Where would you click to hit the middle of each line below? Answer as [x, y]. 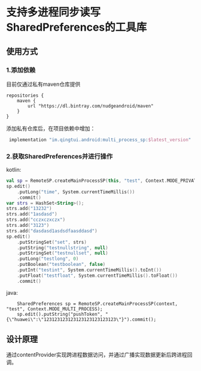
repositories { [25, 95]
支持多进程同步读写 [54, 12]
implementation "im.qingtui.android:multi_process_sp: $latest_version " [100, 140]
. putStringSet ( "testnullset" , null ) [63, 253]
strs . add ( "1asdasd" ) [32, 214]
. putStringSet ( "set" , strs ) [52, 242]
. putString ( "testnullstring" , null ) [63, 248]
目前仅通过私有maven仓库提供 [43, 84]
